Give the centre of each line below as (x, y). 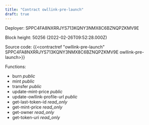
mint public (23, 81)
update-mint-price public (37, 91)
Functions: (16, 67)
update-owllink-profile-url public (45, 97)
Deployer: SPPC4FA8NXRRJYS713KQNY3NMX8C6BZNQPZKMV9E (72, 28)
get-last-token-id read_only (40, 102)
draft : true (17, 14)
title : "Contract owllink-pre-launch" (44, 9)
